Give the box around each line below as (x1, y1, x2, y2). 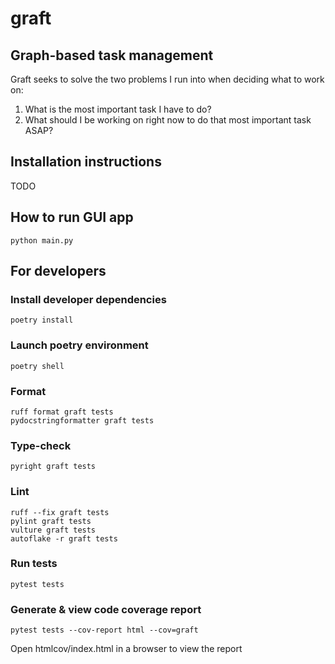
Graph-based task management (10, 47, 214, 64)
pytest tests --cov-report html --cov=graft (10, 625, 199, 636)
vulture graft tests (10, 525, 97, 535)
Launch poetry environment (10, 338, 149, 352)
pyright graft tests (10, 462, 97, 472)
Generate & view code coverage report (10, 602, 202, 616)
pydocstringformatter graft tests (10, 415, 155, 426)
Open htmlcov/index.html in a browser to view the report (10, 643, 243, 655)
